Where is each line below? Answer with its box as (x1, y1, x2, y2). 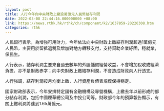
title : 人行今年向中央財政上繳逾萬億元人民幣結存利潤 (5, 12, 101, 17)
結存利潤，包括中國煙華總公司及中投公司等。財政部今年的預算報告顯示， (9, 94, 155, 100)
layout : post (5, 7, 32, 12)
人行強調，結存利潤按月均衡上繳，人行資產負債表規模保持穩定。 (5, 78, 133, 84)
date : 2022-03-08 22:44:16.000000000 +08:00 (5, 16, 97, 21)
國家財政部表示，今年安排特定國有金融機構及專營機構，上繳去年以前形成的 (5, 89, 155, 94)
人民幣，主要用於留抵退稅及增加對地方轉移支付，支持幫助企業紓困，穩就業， (5, 45, 159, 51)
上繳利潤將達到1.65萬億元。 (9, 101, 65, 107)
